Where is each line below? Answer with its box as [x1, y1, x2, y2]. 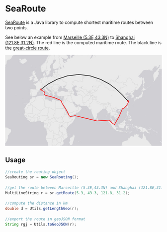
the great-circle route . [5, 45, 50, 51]
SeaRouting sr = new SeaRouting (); [5, 175, 79, 180]
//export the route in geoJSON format [5, 217, 85, 222]
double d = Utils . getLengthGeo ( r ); [5, 206, 79, 211]
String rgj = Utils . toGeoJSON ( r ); [5, 222, 77, 227]
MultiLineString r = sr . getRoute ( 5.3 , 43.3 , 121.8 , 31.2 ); [5, 190, 130, 195]
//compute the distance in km [5, 201, 68, 206]
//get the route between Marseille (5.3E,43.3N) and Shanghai [5, 185, 137, 190]
